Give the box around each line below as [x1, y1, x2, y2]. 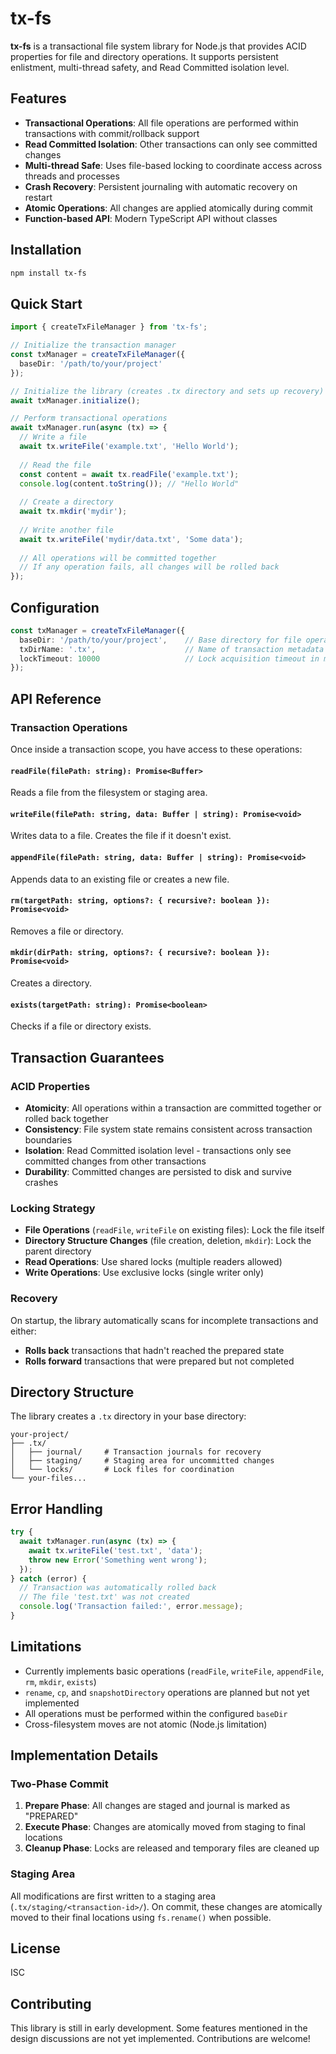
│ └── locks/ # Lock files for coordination [10, 1465, 235, 1475]
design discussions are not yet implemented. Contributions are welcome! [10, 2033, 311, 2045]
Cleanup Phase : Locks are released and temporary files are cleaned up [24, 1842, 320, 1854]
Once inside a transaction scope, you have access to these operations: [10, 743, 303, 755]
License [10, 1940, 61, 1957]
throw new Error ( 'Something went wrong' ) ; [28, 1555, 208, 1565]
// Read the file [19, 460, 92, 470]
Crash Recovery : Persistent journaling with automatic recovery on [24, 180, 298, 192]
